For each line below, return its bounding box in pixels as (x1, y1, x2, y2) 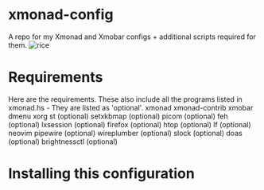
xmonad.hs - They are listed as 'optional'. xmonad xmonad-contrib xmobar (8, 103, 254, 112)
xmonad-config (8, 6, 114, 24)
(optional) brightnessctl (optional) (8, 137, 118, 146)
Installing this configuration (8, 165, 195, 183)
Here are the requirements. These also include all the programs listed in (8, 94, 243, 104)
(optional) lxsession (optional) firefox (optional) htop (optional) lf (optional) (8, 119, 252, 129)
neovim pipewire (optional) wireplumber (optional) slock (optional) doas (8, 128, 243, 138)
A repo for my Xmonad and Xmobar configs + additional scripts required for (8, 32, 257, 41)
